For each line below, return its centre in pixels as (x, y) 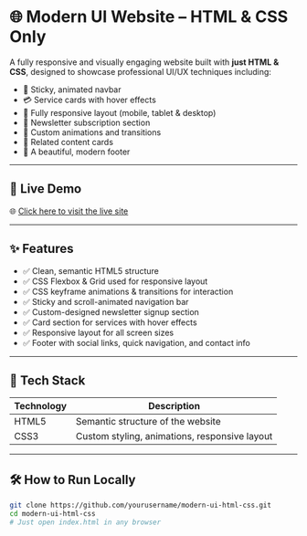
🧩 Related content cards (68, 142)
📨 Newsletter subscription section (86, 122)
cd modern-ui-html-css (53, 514)
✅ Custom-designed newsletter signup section (111, 311)
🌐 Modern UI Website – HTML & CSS (149, 17)
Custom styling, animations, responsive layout (175, 436)
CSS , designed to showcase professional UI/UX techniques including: (141, 71)
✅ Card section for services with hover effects (110, 322)
